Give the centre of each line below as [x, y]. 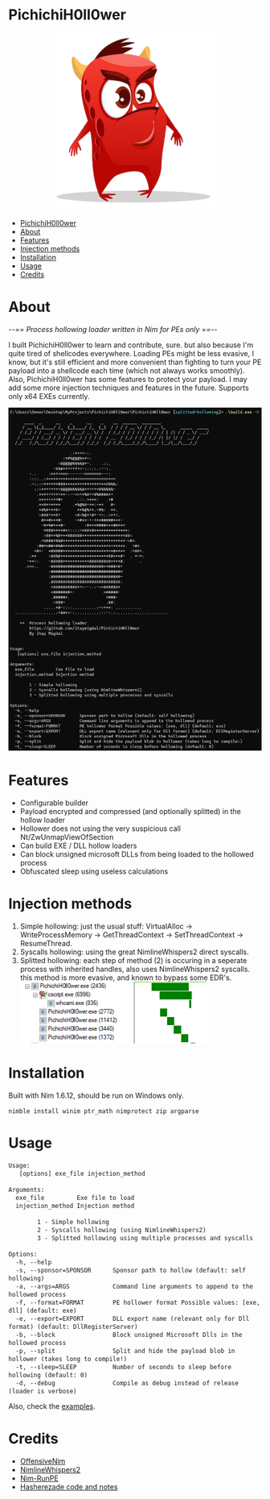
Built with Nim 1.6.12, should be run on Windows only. [96, 1095]
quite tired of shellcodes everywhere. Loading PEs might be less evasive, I [131, 353]
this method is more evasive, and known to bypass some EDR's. [126, 978]
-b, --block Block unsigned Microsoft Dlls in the [129, 1335]
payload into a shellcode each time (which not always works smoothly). [127, 370]
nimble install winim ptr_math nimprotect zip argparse [104, 1111]
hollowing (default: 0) [48, 1375]
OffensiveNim [43, 1461]
